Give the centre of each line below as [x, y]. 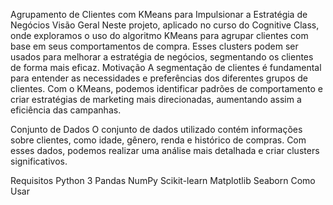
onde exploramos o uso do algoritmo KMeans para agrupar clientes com [159, 35]
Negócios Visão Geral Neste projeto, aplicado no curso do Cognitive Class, [165, 25]
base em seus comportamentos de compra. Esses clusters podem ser [154, 46]
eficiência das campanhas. [66, 110]
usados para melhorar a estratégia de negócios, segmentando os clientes [162, 57]
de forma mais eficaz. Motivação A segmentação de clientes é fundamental [166, 67]
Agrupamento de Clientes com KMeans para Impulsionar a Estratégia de [159, 14]
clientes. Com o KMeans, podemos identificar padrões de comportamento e [167, 88]
